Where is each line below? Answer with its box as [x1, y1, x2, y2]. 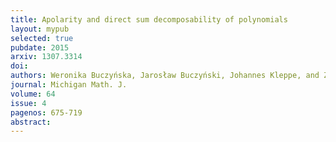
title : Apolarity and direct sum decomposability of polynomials [10, 14, 288, 25]
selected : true [10, 33, 74, 43]
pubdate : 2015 [10, 42, 70, 53]
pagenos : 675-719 [10, 107, 83, 118]
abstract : [10, 117, 52, 127]
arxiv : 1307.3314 [10, 52, 83, 62]
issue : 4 [10, 98, 47, 108]
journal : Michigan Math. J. [10, 80, 128, 90]
